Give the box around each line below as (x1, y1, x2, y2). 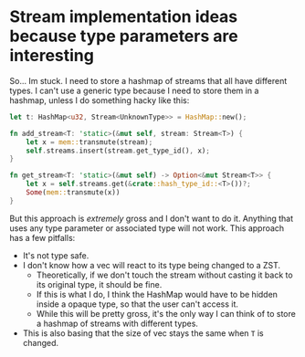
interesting (9, 46, 94, 66)
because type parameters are (9, 26, 239, 47)
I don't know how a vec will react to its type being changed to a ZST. (22, 259, 281, 270)
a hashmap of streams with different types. (36, 318, 199, 329)
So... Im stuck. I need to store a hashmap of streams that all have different (9, 75, 288, 86)
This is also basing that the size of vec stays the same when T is (22, 327, 264, 339)
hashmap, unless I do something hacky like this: (9, 94, 190, 106)
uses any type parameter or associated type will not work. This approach (9, 222, 285, 234)
